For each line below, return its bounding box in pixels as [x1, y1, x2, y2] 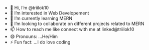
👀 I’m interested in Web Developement [10, 10, 89, 16]
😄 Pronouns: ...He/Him [10, 33, 58, 39]
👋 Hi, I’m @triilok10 [10, 5, 49, 10]
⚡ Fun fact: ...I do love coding [10, 39, 71, 45]
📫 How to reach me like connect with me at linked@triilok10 [10, 26, 134, 32]
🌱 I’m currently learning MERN [10, 15, 73, 21]
